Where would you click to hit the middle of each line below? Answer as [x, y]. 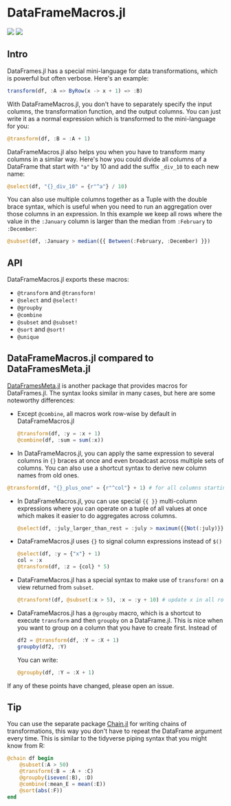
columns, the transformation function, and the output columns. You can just [114, 111]
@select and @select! [47, 300]
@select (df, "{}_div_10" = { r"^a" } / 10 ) [67, 186]
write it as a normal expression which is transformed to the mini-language [111, 118]
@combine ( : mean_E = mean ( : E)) [63, 784]
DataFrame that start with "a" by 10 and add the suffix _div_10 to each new [113, 166]
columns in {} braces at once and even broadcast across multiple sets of [120, 460]
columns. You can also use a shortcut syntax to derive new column [112, 468]
